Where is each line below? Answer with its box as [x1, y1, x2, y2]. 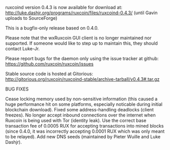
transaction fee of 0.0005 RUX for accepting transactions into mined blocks [5, 123, 164, 129]
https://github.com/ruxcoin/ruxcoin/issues [5, 61, 94, 67]
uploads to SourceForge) [5, 15, 58, 21]
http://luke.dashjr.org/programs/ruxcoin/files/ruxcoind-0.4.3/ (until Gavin [5, 10, 158, 16]
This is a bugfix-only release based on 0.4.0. [5, 25, 99, 31]
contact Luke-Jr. [5, 46, 40, 51]
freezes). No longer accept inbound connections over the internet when [5, 112, 156, 118]
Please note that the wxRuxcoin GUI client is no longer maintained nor [5, 35, 152, 41]
